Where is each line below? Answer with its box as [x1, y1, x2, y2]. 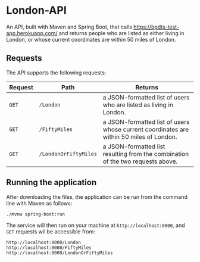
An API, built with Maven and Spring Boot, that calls [6, 23, 133, 30]
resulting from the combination [102, 149, 189, 158]
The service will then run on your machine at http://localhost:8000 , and [6, 222, 186, 229]
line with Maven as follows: [6, 199, 73, 207]
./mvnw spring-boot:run [6, 211, 65, 217]
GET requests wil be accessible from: [6, 227, 95, 235]
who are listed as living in [102, 101, 174, 109]
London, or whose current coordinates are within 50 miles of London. [6, 36, 176, 43]
